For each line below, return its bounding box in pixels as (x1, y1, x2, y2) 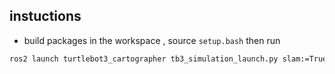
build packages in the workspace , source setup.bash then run (23, 34, 281, 46)
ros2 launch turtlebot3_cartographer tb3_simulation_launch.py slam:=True (9, 54, 328, 64)
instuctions (9, 8, 82, 25)
